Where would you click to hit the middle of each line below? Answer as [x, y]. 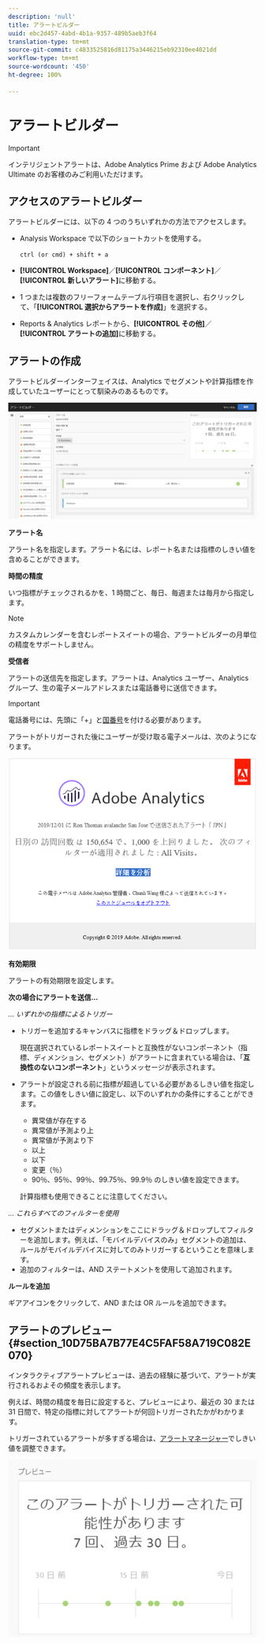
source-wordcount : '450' [49, 67]
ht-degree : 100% [35, 75]
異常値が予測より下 [63, 1140]
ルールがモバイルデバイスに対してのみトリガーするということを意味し [133, 1250]
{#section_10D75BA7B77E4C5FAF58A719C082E [129, 1343]
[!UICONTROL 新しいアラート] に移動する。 [90, 281]
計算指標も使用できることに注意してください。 [95, 1197]
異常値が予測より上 [63, 1131]
